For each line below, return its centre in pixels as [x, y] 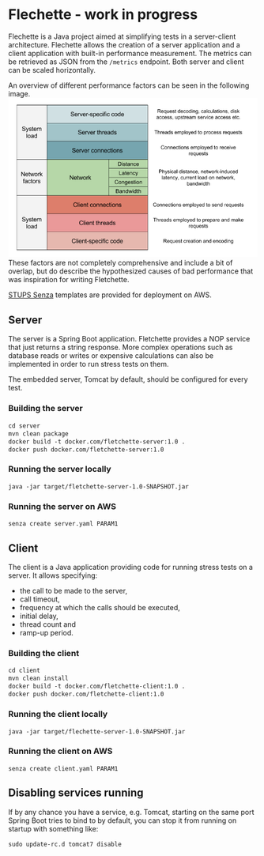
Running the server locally [60, 469]
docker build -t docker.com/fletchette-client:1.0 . [97, 686]
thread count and [48, 624]
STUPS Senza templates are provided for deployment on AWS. [110, 295]
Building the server [45, 409]
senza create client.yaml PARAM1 [63, 768]
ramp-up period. [46, 632]
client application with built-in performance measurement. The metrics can [130, 53]
